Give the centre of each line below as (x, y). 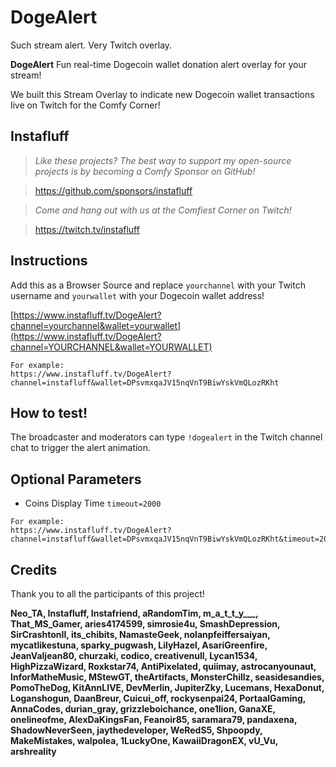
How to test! (49, 412)
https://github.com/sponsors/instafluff (113, 190)
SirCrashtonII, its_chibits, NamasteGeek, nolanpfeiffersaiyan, (140, 634)
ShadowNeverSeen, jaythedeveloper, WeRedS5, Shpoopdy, (136, 730)
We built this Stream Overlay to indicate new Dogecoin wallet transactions (162, 94)
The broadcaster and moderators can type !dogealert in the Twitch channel (166, 437)
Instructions (49, 261)
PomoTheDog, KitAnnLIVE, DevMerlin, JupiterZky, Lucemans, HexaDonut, (167, 687)
